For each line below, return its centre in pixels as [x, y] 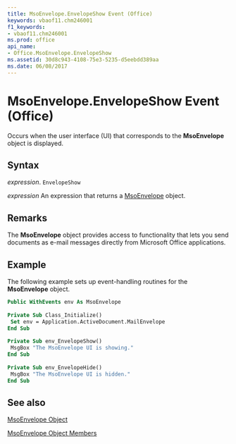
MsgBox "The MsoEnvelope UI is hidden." [70, 374]
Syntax [23, 165]
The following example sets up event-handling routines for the [98, 282]
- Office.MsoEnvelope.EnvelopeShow [60, 54]
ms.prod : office [31, 40]
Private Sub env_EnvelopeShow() [55, 341]
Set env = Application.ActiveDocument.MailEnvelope [88, 321]
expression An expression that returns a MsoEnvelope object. [97, 196]
